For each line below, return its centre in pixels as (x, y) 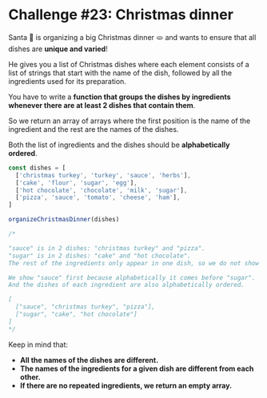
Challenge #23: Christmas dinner (121, 15)
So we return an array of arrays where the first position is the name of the (130, 121)
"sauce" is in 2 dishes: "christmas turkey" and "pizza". (107, 248)
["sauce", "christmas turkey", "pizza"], (86, 307)
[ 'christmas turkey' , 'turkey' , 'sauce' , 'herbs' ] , (104, 175)
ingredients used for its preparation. (67, 81)
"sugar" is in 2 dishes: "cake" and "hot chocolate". (100, 256)
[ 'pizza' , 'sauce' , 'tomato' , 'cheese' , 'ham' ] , (98, 197)
